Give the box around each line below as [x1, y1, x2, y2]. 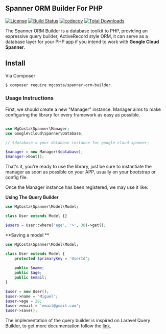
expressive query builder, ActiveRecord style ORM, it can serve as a [5, 33, 148, 39]
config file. [5, 174, 28, 181]
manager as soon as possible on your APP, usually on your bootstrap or [5, 169, 156, 175]
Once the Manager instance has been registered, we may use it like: [5, 184, 149, 190]
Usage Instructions [5, 94, 54, 102]
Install [5, 59, 26, 68]
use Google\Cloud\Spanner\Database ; [5, 131, 83, 136]
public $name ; [14, 265, 44, 271]
